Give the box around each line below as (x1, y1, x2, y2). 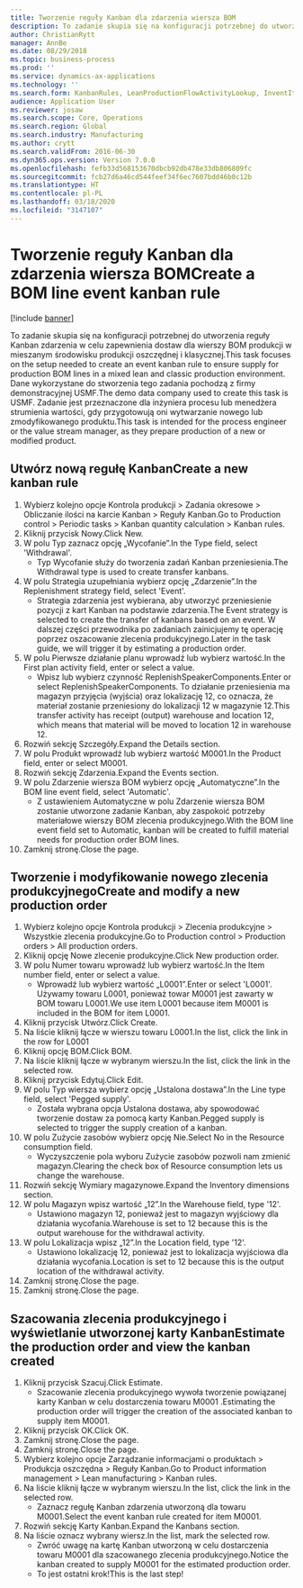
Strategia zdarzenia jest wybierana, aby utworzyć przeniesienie (36, 595, 272, 606)
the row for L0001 (22, 1036, 89, 1047)
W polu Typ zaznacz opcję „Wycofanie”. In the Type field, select (22, 537, 258, 548)
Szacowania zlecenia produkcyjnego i (10, 1311, 227, 1326)
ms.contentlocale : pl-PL (10, 189, 103, 198)
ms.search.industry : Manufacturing (10, 131, 144, 140)
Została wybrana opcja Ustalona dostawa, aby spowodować (36, 1104, 260, 1114)
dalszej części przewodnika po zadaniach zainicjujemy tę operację (36, 623, 284, 635)
